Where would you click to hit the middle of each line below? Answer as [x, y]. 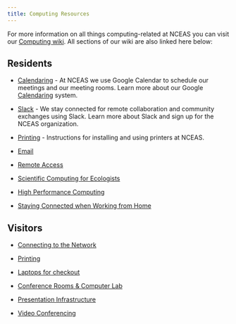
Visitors [25, 228]
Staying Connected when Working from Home [84, 206]
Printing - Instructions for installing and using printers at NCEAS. [111, 137]
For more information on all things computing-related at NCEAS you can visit [118, 34]
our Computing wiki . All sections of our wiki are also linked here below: [110, 41]
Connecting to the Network [57, 245]
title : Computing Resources [49, 14]
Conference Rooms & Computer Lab [70, 286]
